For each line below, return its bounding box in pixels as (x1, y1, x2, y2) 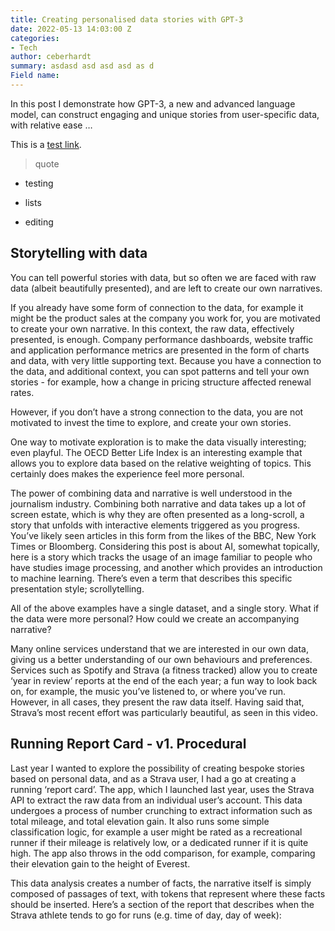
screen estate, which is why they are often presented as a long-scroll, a (10, 508, 305, 520)
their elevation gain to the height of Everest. (10, 857, 191, 870)
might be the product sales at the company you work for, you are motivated (10, 312, 321, 324)
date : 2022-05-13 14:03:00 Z (10, 24, 132, 34)
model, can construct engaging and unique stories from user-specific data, (10, 108, 320, 120)
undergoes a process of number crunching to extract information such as (10, 804, 313, 816)
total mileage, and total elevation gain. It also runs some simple (10, 815, 270, 827)
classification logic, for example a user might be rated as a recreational (10, 826, 303, 838)
